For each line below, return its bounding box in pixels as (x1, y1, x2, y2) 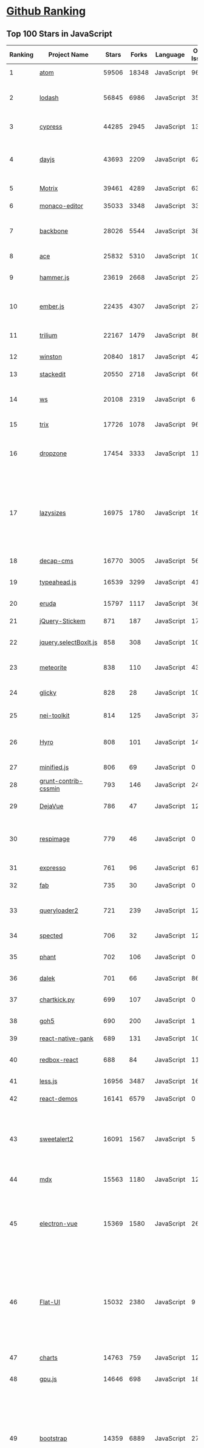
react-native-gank (39, 1034, 94, 1043)
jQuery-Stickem (39, 617, 86, 625)
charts (39, 1354, 58, 1361)
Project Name (48, 51, 89, 59)
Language (155, 51, 185, 59)
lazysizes (39, 509, 66, 517)
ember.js (39, 302, 65, 310)
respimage (39, 835, 70, 843)
